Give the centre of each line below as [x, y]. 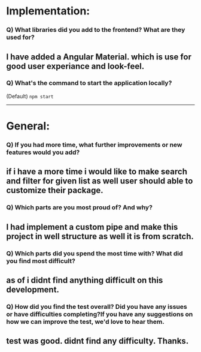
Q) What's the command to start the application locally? [89, 83]
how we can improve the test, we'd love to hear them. [85, 321]
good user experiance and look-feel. [75, 66]
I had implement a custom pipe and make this [92, 227]
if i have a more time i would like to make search [97, 172]
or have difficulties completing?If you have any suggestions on [100, 314]
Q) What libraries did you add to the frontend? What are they [96, 30]
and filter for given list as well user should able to [100, 181]
